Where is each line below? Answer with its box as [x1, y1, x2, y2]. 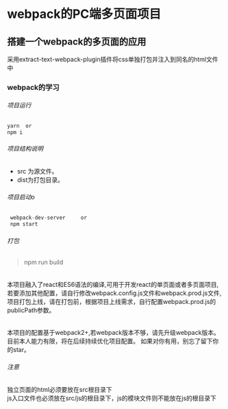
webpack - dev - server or [10, 214, 88, 222]
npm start [10, 221, 38, 228]
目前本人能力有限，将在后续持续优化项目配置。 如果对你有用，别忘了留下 [7, 337, 213, 345]
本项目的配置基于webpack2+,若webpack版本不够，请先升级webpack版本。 [7, 329, 220, 337]
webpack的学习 [7, 82, 60, 92]
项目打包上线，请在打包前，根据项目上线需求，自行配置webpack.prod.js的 [7, 297, 216, 305]
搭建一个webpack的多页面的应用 [7, 36, 147, 47]
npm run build [23, 258, 64, 266]
